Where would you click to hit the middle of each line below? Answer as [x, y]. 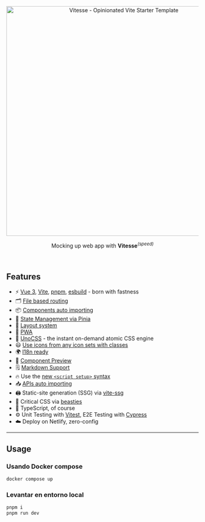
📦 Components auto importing [54, 310]
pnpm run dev [23, 513]
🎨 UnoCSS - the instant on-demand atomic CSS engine [84, 339]
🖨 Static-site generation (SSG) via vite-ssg [69, 393]
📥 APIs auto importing [43, 384]
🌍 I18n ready [32, 352]
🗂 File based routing [41, 301]
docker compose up [30, 479]
